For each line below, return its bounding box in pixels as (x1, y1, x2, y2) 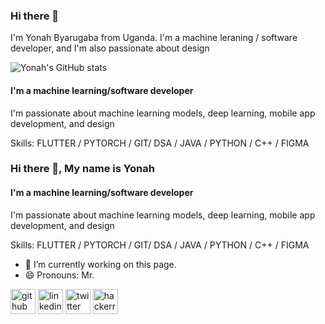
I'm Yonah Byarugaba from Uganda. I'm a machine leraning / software (10, 32, 298, 44)
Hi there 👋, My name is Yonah (10, 162, 155, 176)
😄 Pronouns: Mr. (24, 269, 95, 281)
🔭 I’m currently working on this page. (24, 258, 177, 270)
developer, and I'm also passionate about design (10, 42, 210, 54)
